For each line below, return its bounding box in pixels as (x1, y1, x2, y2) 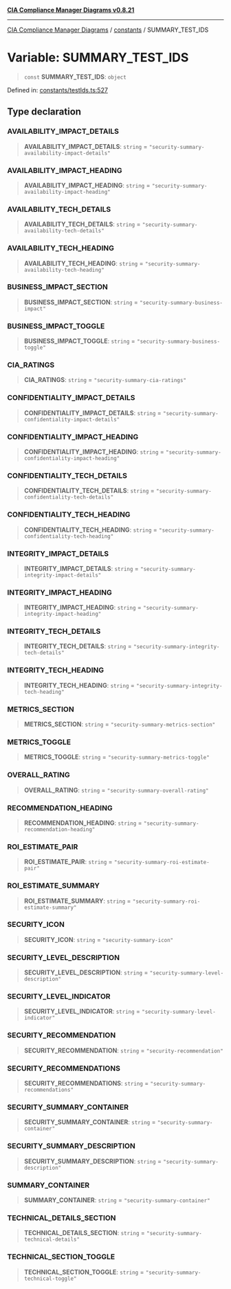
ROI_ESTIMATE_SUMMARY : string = (23, 897, 131, 905)
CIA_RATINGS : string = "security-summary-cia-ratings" (23, 376, 187, 384)
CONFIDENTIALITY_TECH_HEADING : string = (23, 526, 158, 534)
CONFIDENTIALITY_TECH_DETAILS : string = (23, 486, 155, 495)
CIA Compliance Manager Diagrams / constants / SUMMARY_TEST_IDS (7, 26, 209, 34)
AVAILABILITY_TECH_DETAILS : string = (23, 220, 141, 228)
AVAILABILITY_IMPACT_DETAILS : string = (23, 142, 148, 150)
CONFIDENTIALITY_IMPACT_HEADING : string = (23, 448, 165, 456)
